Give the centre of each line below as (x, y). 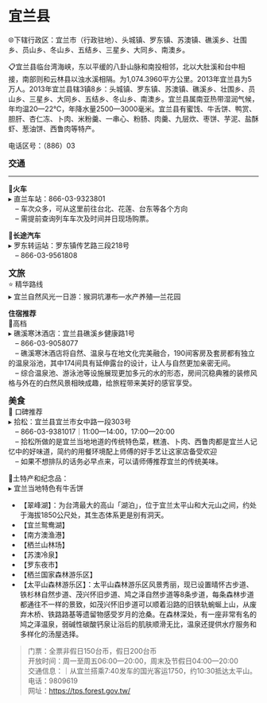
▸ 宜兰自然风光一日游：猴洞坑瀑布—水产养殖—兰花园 (95, 296)
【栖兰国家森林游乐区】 (58, 574)
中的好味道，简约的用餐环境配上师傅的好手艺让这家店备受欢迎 (116, 451)
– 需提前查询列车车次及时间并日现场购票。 (84, 218)
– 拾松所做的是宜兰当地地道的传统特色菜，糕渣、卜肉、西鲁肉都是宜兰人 (132, 441)
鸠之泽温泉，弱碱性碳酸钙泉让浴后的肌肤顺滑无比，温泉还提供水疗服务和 (138, 624)
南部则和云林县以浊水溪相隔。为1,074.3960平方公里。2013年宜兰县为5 (137, 79)
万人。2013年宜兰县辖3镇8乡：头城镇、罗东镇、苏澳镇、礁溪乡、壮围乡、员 (132, 89)
